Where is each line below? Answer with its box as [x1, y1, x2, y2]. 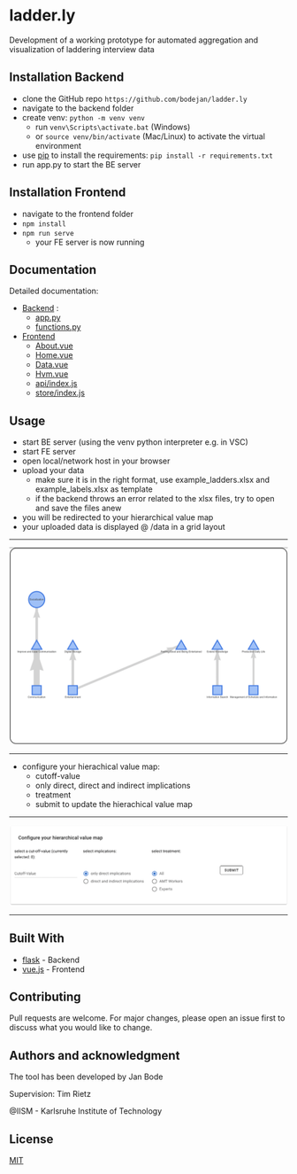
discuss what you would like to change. [9, 1022, 153, 1033]
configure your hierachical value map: [21, 761, 161, 772]
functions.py [34, 322, 81, 332]
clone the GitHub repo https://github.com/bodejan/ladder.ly [21, 93, 247, 104]
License [9, 1131, 54, 1147]
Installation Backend [9, 70, 125, 85]
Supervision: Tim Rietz [9, 1089, 91, 1100]
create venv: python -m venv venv [21, 112, 146, 122]
